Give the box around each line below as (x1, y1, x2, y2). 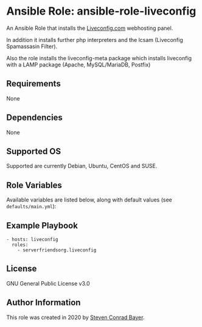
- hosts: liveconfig (6, 236, 59, 242)
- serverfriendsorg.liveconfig (17, 247, 97, 253)
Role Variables (6, 180, 62, 190)
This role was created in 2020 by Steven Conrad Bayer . (6, 314, 145, 321)
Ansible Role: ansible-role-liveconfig (6, 4, 197, 18)
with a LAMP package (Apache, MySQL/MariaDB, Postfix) (6, 61, 151, 68)
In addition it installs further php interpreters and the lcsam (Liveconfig (6, 36, 184, 43)
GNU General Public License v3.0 (6, 280, 90, 287)
